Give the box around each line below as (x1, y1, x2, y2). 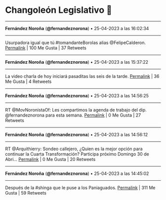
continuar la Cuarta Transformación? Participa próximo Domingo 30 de (5, 151, 149, 157)
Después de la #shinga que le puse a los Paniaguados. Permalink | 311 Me (5, 185, 156, 191)
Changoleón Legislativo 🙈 (5, 4, 112, 16)
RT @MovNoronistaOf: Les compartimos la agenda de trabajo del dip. (5, 107, 147, 113)
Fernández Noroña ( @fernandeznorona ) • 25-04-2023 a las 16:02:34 (5, 25, 149, 31)
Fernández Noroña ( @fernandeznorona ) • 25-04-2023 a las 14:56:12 (5, 131, 148, 137)
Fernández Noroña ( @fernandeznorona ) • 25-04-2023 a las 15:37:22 (5, 59, 149, 65)
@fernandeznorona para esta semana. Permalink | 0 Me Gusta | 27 (5, 112, 141, 118)
